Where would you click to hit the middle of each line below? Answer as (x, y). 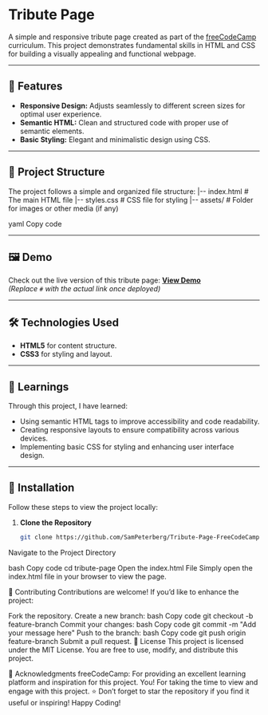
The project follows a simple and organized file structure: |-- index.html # (128, 191)
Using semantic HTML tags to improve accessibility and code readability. (140, 421)
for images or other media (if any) (63, 208)
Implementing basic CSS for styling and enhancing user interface (127, 447)
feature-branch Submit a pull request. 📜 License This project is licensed (126, 641)
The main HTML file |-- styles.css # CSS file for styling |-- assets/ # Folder (131, 199)
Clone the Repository (55, 522)
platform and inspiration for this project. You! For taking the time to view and (133, 682)
